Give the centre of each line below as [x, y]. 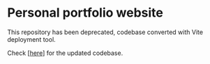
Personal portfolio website [85, 13]
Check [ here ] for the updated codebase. [65, 53]
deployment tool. [31, 39]
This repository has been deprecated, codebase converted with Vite [105, 32]
